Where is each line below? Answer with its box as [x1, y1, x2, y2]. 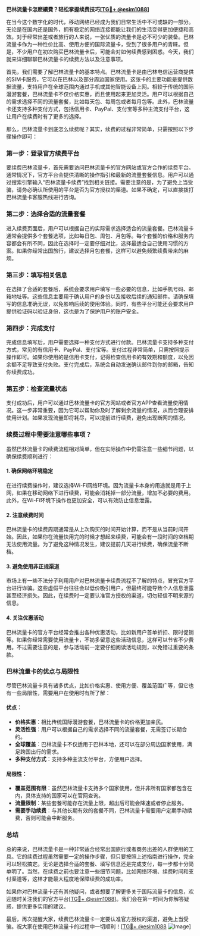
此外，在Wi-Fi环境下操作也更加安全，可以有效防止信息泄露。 [6, 496, 155, 503]
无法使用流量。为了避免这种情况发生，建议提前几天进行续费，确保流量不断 [6, 541, 189, 548]
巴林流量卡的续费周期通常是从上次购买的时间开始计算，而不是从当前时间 [6, 526, 183, 533]
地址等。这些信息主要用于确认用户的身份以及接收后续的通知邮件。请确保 [11, 293, 189, 300]
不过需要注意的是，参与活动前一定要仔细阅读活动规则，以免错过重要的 [16, 643, 189, 650]
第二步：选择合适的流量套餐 [6, 210, 86, 218]
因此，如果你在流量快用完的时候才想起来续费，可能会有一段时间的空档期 [16, 533, 194, 540]
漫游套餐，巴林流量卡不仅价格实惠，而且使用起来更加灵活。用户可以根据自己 [6, 90, 194, 98]
